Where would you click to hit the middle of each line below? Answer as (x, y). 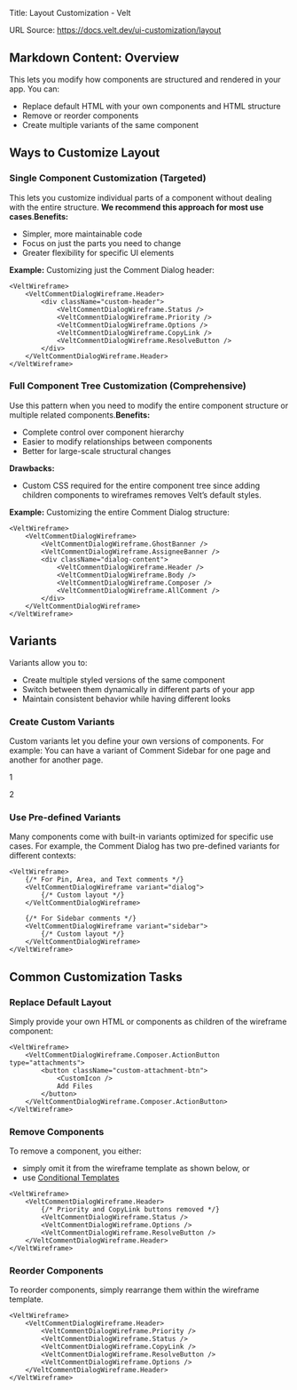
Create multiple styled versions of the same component (123, 680)
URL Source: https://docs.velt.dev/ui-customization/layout (115, 30)
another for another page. (56, 760)
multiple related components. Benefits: (80, 415)
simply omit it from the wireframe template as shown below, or (136, 1169)
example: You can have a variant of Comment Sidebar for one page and (140, 750)
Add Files (74, 1086)
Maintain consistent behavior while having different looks (126, 699)
